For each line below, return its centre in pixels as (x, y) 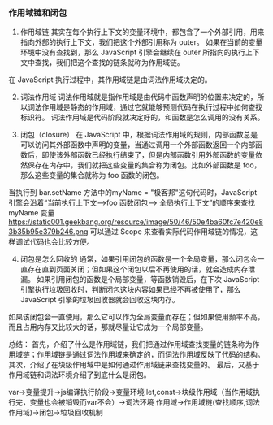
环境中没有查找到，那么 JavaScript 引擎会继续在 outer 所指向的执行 (133, 52)
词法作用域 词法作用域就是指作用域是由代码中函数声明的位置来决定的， (139, 97)
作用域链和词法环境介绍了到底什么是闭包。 (80, 375)
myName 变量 (32, 213)
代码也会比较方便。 (62, 242)
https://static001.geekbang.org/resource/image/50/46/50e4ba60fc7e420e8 (136, 222)
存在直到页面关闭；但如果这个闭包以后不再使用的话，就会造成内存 (138, 269)
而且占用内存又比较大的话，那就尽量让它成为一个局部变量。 (108, 327)
